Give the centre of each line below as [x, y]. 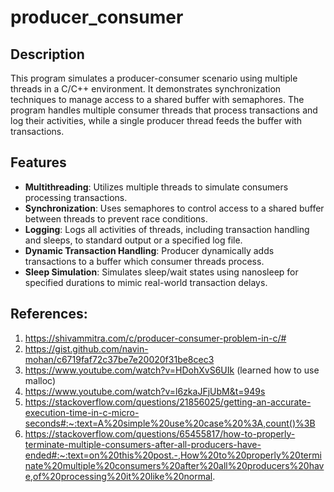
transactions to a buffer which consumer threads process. [144, 261]
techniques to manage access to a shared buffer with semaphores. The [157, 99]
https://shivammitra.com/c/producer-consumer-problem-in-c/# [155, 338]
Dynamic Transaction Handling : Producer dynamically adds [149, 250]
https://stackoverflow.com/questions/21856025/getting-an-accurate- [168, 402]
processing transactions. [76, 197]
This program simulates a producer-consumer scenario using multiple [154, 78]
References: [49, 314]
